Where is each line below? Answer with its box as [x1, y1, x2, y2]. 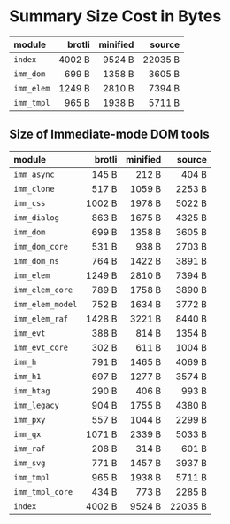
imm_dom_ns [13, 256, 59, 266]
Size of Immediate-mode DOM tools [9, 127, 210, 142]
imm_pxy [13, 415, 46, 425]
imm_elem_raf [13, 314, 69, 323]
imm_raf [13, 443, 46, 454]
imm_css [13, 198, 46, 208]
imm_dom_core [13, 242, 69, 251]
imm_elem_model [13, 299, 78, 309]
